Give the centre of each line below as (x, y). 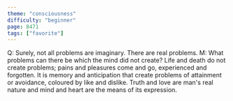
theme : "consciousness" (42, 14)
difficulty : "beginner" (42, 20)
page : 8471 (23, 26)
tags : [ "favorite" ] (36, 33)
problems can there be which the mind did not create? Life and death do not (116, 61)
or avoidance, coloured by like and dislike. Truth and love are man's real (111, 83)
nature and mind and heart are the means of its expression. (92, 90)
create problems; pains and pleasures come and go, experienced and (107, 68)
